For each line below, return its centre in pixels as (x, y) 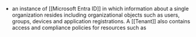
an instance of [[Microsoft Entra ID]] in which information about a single (100, 9)
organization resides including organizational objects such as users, (96, 15)
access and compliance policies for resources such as (79, 27)
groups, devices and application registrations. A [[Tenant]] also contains (101, 21)
